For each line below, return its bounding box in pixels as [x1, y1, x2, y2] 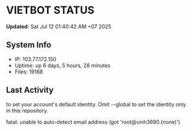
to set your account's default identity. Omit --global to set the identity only [6, 100, 187, 108]
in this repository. [6, 107, 48, 114]
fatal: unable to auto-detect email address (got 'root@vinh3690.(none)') [6, 118, 181, 125]
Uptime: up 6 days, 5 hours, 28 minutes [14, 62, 111, 69]
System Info [6, 40, 52, 50]
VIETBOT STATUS [6, 4, 95, 17]
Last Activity [6, 85, 54, 95]
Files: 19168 [14, 68, 43, 75]
